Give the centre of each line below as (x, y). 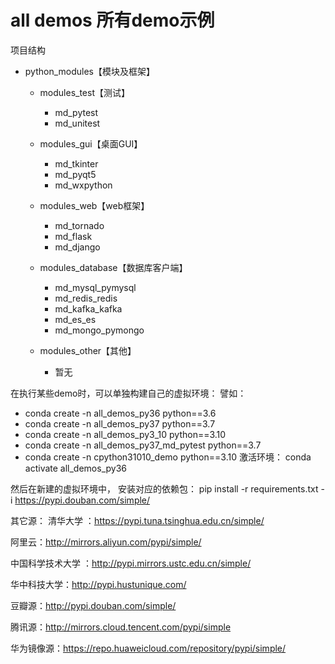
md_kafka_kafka (88, 308)
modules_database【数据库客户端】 (113, 267)
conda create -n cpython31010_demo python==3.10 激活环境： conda (168, 457)
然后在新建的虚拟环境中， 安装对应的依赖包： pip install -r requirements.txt (164, 488)
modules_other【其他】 (88, 350)
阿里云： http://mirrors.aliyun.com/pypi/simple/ (106, 542)
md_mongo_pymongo (99, 330)
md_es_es (75, 319)
